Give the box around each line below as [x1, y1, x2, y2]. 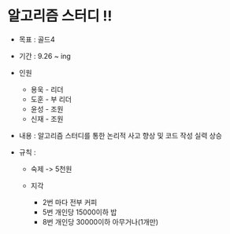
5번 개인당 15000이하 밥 [42, 207, 117, 217]
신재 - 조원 [30, 114, 64, 123]
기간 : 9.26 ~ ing [18, 51, 72, 60]
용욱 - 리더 [30, 84, 64, 94]
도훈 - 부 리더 [30, 94, 72, 104]
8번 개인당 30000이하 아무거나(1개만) [42, 217, 159, 226]
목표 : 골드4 [18, 35, 56, 44]
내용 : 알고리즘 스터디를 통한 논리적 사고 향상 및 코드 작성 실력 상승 [18, 130, 222, 140]
